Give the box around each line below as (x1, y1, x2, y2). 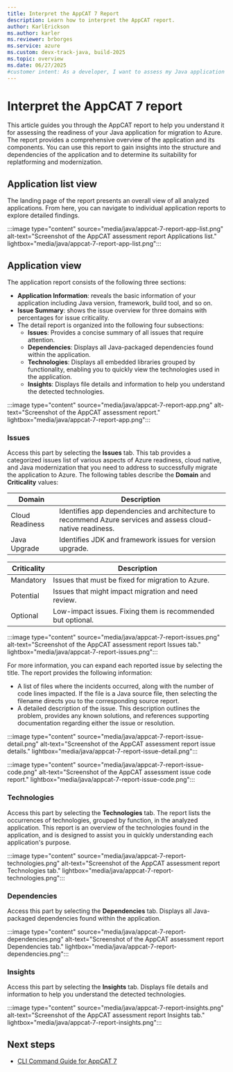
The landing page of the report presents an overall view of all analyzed (7, 196, 209, 205)
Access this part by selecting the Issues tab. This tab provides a (7, 449, 191, 457)
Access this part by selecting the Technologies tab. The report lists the (7, 808, 212, 816)
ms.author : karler (7, 29, 60, 37)
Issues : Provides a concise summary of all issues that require (27, 328, 204, 337)
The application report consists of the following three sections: (7, 278, 187, 287)
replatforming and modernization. (7, 158, 103, 167)
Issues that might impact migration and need (53, 587, 198, 596)
